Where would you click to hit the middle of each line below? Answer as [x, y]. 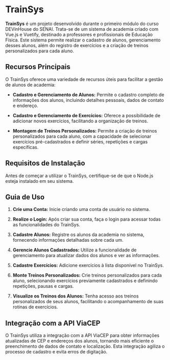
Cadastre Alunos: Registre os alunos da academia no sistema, [78, 235]
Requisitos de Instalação [45, 163]
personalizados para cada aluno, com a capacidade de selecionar [82, 136]
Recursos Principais [38, 67]
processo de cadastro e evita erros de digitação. [56, 352]
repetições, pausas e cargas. [43, 286]
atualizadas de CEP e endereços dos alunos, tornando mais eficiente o [80, 341]
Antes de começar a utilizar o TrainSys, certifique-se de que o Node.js [79, 176]
